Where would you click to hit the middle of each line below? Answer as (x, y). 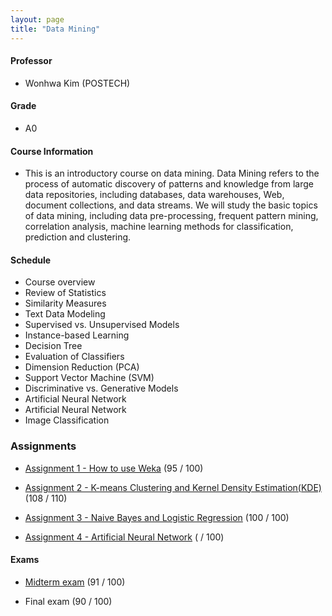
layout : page (37, 19)
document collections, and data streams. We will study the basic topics (171, 205)
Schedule (31, 260)
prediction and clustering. (78, 237)
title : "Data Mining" (55, 29)
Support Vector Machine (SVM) (89, 378)
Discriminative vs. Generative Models (101, 388)
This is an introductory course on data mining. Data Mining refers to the (172, 173)
